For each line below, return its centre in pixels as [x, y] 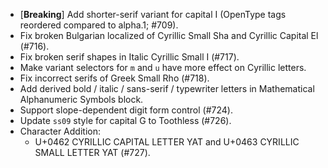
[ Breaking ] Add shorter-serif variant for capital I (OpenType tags [153, 14]
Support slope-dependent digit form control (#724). [126, 110]
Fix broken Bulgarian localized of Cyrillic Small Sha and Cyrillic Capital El [169, 35]
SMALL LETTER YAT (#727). [92, 152]
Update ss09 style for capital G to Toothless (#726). [125, 120]
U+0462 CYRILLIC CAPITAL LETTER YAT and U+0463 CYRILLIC [167, 142]
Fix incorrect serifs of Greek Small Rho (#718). [114, 78]
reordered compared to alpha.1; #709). [99, 25]
